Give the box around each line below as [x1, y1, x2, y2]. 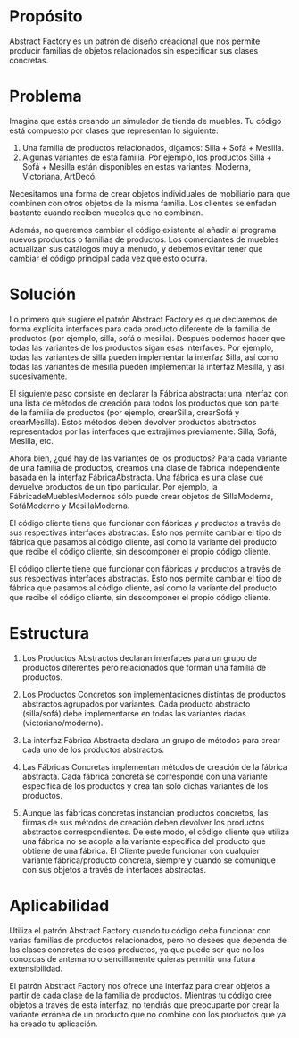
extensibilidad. [9, 963, 63, 974]
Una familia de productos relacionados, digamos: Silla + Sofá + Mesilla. [21, 142, 284, 153]
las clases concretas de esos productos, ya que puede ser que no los [9, 944, 265, 955]
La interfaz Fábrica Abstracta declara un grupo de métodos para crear [21, 734, 281, 745]
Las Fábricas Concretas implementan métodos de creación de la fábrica [21, 761, 287, 772]
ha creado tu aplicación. [9, 1018, 98, 1029]
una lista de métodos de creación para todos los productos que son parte [9, 398, 279, 408]
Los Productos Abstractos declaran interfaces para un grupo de [21, 652, 257, 663]
